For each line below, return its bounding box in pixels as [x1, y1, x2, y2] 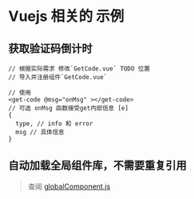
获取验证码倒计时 [8, 42, 93, 55]
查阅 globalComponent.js [27, 181, 111, 191]
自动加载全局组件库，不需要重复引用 [8, 159, 187, 173]
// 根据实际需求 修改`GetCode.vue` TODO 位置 [8, 65, 150, 73]
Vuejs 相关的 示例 [8, 7, 125, 26]
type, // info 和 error [15, 120, 93, 128]
